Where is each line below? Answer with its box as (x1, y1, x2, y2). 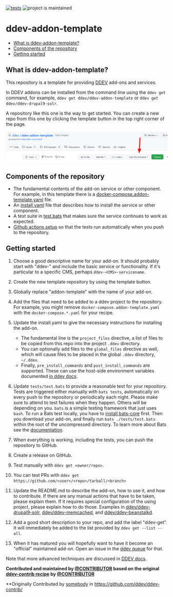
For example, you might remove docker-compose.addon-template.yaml (13, 304, 160, 310)
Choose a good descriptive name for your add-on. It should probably (13, 257, 160, 264)
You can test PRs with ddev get (13, 472, 79, 478)
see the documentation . (13, 426, 64, 433)
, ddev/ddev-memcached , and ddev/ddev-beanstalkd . (39, 509, 153, 515)
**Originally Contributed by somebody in (6, 581, 93, 587)
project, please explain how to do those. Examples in (13, 503, 125, 510)
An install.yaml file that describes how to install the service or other (13, 202, 156, 208)
